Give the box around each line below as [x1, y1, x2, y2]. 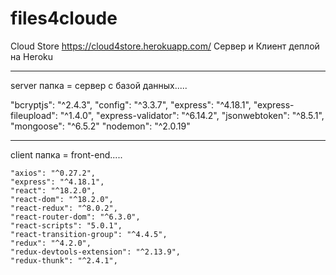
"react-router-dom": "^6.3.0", [10, 212, 141, 222]
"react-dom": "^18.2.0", [10, 194, 114, 204]
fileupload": [10, 109, 58, 121]
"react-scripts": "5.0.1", [10, 220, 123, 231]
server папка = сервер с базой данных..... [10, 79, 188, 91]
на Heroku [10, 50, 53, 62]
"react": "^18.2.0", [10, 185, 97, 196]
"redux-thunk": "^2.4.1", [10, 255, 118, 266]
